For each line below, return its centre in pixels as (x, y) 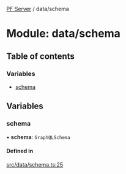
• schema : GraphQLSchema (38, 137)
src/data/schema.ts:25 (35, 164)
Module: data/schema (64, 34)
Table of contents (40, 56)
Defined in (20, 151)
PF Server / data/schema (38, 9)
